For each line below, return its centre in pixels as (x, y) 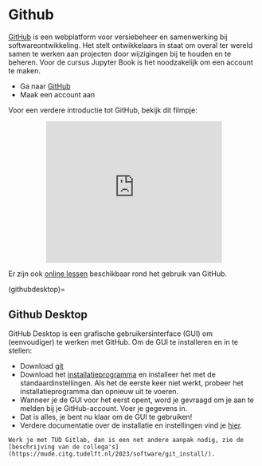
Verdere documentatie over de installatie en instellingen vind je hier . (131, 425)
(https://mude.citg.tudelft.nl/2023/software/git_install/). (112, 454)
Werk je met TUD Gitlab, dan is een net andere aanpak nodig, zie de (126, 440)
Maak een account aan (57, 94)
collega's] (101, 447)
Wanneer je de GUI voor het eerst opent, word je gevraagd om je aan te (137, 400)
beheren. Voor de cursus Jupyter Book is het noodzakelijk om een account (131, 62)
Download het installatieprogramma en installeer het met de (118, 375)
